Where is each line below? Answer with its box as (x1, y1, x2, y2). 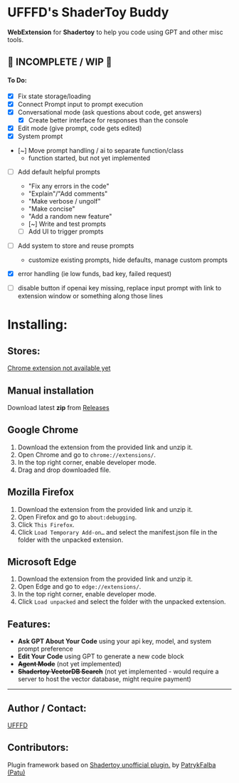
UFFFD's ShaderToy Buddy (7, 4, 169, 21)
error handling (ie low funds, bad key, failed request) (17, 270, 172, 278)
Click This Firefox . (17, 520, 75, 529)
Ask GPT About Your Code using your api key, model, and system (17, 637, 212, 646)
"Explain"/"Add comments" (28, 189, 108, 198)
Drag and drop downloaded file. (17, 466, 112, 474)
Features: (7, 618, 51, 630)
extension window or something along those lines (17, 292, 164, 300)
